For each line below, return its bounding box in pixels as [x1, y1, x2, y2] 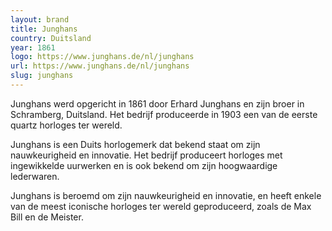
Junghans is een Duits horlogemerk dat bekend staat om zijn [10, 138, 261, 150]
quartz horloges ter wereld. [10, 119, 123, 131]
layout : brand [10, 14, 70, 25]
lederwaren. [10, 170, 60, 182]
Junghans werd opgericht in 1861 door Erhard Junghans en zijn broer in [10, 97, 305, 110]
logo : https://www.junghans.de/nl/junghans [10, 52, 195, 62]
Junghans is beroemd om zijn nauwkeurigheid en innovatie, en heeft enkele [10, 189, 322, 201]
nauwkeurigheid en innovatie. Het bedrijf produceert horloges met [10, 149, 283, 161]
